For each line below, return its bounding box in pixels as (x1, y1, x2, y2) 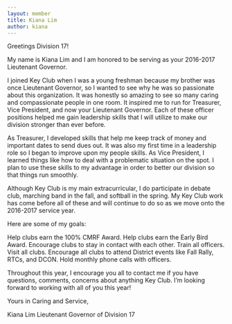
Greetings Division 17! (7, 42, 69, 51)
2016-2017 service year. (7, 206, 76, 215)
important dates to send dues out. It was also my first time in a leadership (7, 142, 217, 150)
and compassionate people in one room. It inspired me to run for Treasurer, (7, 99, 222, 107)
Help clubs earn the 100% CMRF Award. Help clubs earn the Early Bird (7, 233, 208, 241)
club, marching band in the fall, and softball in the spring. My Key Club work (7, 191, 224, 200)
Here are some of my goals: (7, 220, 87, 228)
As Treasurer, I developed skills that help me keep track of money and (7, 134, 206, 142)
